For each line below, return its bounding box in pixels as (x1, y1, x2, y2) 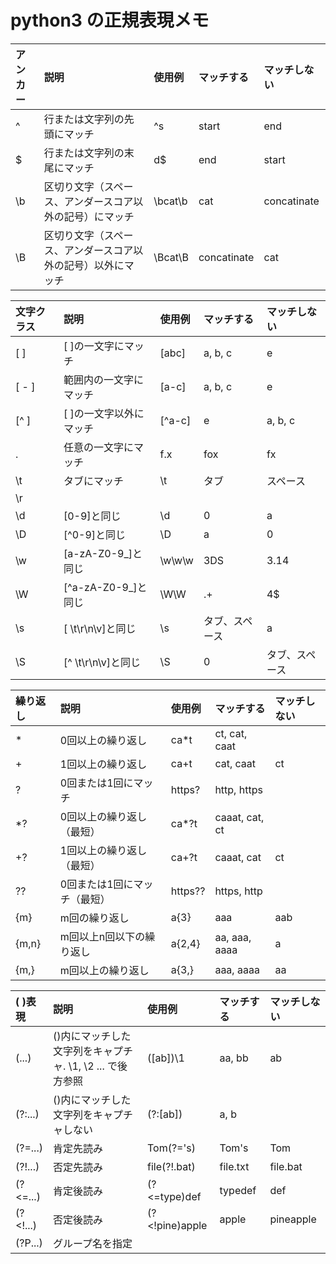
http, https (214, 782, 263, 796)
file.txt (219, 1159, 250, 1173)
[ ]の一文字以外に (63, 406, 145, 420)
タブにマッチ (63, 474, 124, 488)
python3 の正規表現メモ (10, 9, 210, 32)
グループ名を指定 (53, 1236, 133, 1250)
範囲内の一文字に (63, 372, 144, 386)
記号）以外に (63, 258, 125, 272)
